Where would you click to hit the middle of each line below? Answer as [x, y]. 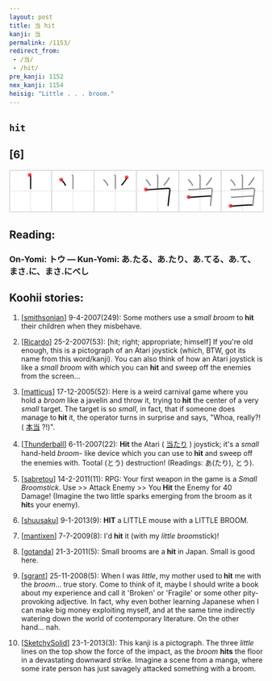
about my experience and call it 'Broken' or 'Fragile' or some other [131, 592]
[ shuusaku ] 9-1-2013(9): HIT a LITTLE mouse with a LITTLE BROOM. [135, 520]
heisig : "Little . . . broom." [62, 94]
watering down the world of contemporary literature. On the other [130, 618]
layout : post [31, 17]
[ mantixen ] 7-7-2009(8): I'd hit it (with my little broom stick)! [120, 536]
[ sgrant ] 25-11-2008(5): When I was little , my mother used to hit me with [141, 575]
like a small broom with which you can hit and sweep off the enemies [136, 367]
